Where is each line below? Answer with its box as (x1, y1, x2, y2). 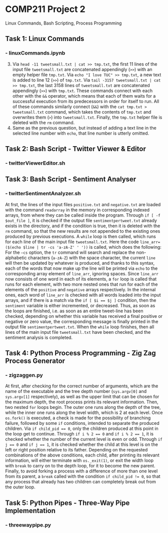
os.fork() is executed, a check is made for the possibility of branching (5, 415, 151, 421)
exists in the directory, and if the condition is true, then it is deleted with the (5, 223, 160, 229)
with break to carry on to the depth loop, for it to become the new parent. (5, 463, 155, 469)
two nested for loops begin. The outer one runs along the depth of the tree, (5, 404, 161, 410)
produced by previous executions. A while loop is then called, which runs (5, 233, 156, 239)
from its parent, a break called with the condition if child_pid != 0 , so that (5, 473, 161, 479)
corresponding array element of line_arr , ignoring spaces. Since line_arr (5, 270, 158, 276)
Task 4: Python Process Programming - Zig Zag (5, 349, 156, 357)
